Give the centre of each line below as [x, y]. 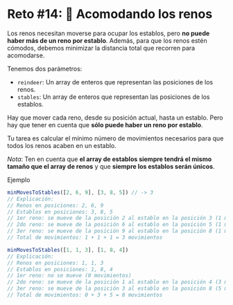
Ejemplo [19, 180]
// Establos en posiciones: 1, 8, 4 [60, 269]
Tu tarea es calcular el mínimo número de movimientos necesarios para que [115, 138]
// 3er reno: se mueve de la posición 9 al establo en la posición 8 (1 [114, 231]
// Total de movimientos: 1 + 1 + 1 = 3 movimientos [85, 238]
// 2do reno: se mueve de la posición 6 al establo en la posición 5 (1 [114, 225]
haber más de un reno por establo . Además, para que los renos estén [107, 40]
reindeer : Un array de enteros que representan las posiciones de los [115, 82]
